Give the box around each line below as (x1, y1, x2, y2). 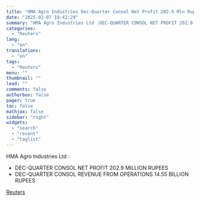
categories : (6, 25, 36, 32)
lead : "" (6, 81, 28, 87)
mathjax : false (6, 109, 44, 115)
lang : (6, 36, 20, 42)
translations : (6, 48, 42, 54)
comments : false (6, 86, 46, 92)
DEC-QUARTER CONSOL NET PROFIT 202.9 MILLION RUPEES (14, 164, 168, 171)
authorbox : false (6, 92, 49, 98)
